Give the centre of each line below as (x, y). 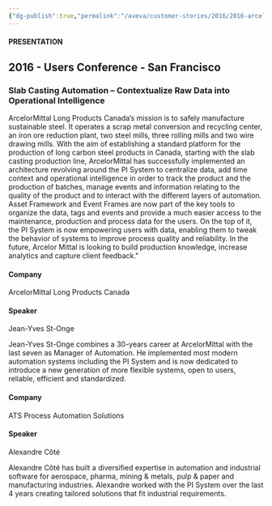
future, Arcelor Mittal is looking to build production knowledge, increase (128, 247)
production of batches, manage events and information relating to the (124, 186)
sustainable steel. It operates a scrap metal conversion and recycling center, (136, 126)
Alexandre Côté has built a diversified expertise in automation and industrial (134, 467)
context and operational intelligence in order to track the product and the (130, 178)
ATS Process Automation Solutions (66, 415)
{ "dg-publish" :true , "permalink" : (65, 16)
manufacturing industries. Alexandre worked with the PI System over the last (136, 485)
